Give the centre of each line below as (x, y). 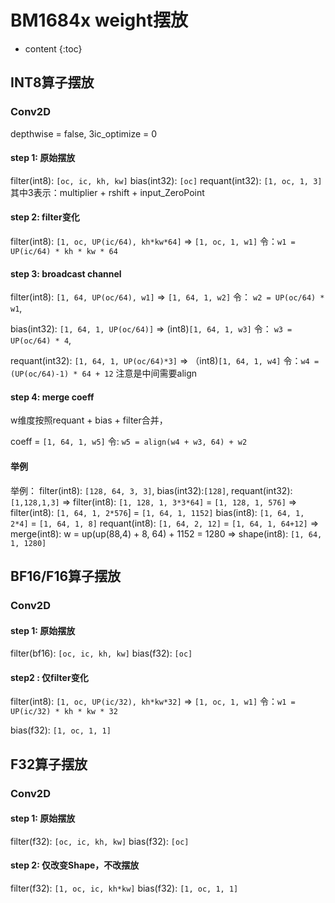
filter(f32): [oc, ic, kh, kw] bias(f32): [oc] (100, 841)
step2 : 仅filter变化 (49, 677)
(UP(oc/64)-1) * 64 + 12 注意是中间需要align (104, 373)
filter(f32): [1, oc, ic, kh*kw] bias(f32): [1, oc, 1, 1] (124, 888)
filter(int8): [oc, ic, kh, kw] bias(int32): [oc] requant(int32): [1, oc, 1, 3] (166, 180)
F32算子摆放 (49, 764)
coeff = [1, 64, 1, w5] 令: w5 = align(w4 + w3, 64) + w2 (129, 442)
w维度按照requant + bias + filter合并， (89, 420)
